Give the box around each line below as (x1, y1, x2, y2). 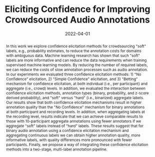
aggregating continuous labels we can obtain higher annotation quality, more (5, 132, 140, 138)
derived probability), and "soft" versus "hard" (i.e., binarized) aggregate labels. (5, 95, 144, 100)
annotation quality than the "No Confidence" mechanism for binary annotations (5, 104, 145, 109)
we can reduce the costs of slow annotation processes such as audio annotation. (5, 66, 148, 72)
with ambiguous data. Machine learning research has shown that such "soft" (5, 52, 140, 58)
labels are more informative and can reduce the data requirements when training (5, 57, 147, 63)
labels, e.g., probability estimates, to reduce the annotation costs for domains (5, 48, 142, 53)
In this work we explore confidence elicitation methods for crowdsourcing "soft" (5, 43, 146, 48)
